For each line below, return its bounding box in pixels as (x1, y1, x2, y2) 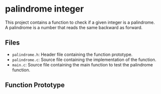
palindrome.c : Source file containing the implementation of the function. (12, 57, 157, 63)
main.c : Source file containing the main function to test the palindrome (12, 62, 153, 67)
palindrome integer (5, 3, 84, 15)
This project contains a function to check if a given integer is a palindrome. (5, 19, 155, 25)
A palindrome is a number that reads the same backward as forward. (5, 24, 143, 30)
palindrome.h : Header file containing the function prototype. (12, 51, 133, 57)
